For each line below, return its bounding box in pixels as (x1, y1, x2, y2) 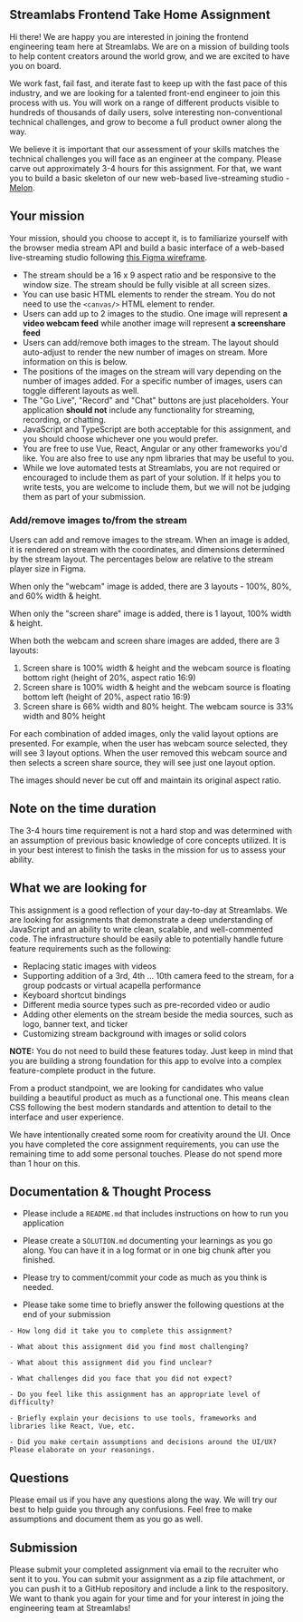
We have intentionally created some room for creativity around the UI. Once (9, 1129, 291, 1139)
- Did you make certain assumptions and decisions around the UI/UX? (9, 1438, 278, 1447)
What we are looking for (9, 880, 147, 896)
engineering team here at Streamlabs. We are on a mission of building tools (9, 41, 289, 52)
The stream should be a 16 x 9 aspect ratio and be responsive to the (22, 269, 277, 280)
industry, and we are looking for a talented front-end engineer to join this (9, 87, 280, 98)
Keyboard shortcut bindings (22, 989, 127, 1001)
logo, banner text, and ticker (22, 1018, 128, 1029)
